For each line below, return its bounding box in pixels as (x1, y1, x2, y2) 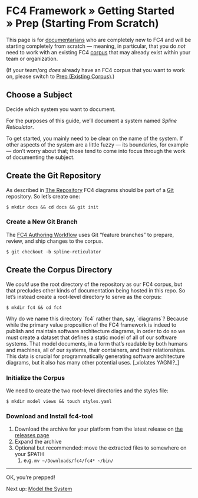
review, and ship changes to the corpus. (6, 237, 104, 245)
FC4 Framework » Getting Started (6, 4, 175, 18)
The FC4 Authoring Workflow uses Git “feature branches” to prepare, (6, 231, 174, 238)
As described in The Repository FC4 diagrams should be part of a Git (6, 186, 174, 193)
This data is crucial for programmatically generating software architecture (6, 353, 185, 360)
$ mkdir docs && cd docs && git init (6, 204, 99, 210)
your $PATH (14, 451, 44, 458)
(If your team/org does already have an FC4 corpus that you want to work (6, 66, 185, 73)
